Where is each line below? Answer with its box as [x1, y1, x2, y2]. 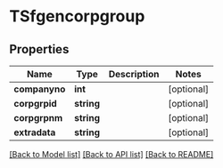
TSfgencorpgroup [9, 6, 145, 27]
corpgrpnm [13, 112, 63, 124]
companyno [13, 83, 66, 95]
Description [108, 68, 160, 80]
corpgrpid [13, 98, 58, 109]
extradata [13, 126, 56, 139]
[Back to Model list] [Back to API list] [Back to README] [9, 149, 214, 159]
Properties [9, 42, 70, 57]
